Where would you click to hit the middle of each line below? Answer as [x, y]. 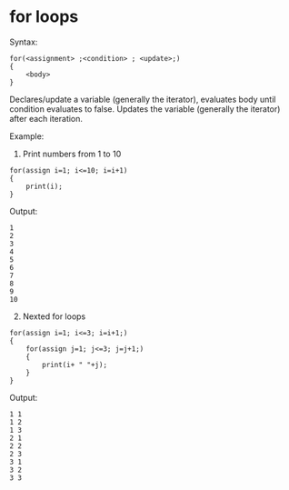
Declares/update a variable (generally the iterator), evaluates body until [143, 99]
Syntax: [24, 42]
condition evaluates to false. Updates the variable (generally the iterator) [145, 109]
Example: [27, 136]
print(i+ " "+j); [75, 365]
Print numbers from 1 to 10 [72, 154]
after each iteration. [46, 118]
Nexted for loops [54, 316]
